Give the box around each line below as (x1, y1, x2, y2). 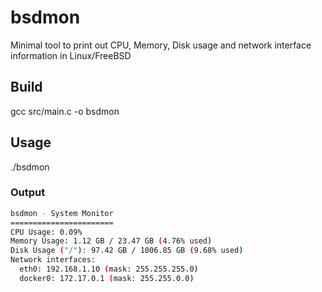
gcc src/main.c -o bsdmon (10, 105, 120, 117)
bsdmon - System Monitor (10, 208, 114, 218)
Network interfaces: (10, 255, 97, 265)
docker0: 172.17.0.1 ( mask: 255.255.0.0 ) (19, 273, 195, 283)
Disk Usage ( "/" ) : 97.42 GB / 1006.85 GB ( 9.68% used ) (10, 246, 244, 256)
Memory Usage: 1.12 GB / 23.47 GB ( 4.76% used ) (10, 236, 213, 246)
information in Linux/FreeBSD (10, 49, 132, 61)
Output (10, 186, 46, 200)
